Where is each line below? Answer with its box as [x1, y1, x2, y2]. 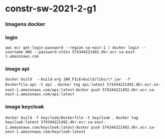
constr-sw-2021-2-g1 [5, 3, 96, 14]
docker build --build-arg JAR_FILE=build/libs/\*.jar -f [5, 76, 131, 82]
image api [5, 66, 30, 72]
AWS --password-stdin [25, 50, 70, 55]
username [5, 50, 23, 55]
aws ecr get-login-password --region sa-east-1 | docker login [5, 45, 140, 50]
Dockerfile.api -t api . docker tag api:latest [5, 82, 105, 87]
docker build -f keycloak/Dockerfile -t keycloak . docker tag [5, 115, 139, 120]
